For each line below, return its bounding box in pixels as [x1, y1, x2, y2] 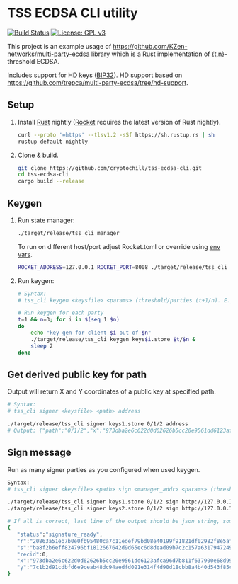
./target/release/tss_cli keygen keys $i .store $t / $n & [30, 336, 196, 343]
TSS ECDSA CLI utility [7, 5, 138, 21]
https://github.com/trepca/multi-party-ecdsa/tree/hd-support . [7, 78, 189, 86]
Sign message [7, 447, 72, 459]
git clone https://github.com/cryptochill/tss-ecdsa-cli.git [17, 164, 203, 171]
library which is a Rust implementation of [91, 50, 210, 58]
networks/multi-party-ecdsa [7, 50, 90, 58]
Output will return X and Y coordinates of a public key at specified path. [7, 387, 216, 396]
